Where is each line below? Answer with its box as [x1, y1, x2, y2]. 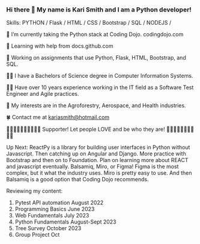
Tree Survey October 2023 [14, 225, 82, 232]
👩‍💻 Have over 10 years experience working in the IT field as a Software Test [6, 84, 194, 91]
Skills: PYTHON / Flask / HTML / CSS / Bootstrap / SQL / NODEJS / [6, 19, 172, 27]
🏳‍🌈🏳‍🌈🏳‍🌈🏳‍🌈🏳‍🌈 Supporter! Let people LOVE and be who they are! [6, 126, 165, 133]
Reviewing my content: [6, 187, 63, 195]
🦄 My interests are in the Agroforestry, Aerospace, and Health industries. [6, 102, 186, 109]
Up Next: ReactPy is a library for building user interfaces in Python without [6, 144, 190, 151]
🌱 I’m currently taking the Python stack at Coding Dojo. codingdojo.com [6, 31, 184, 38]
